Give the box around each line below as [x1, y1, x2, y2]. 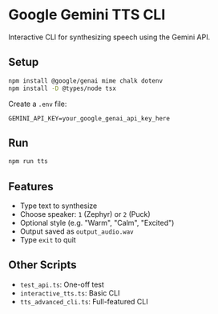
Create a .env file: [8, 99, 67, 108]
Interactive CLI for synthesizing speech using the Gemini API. [8, 32, 211, 42]
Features [8, 179, 54, 194]
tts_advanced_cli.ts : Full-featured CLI [19, 296, 148, 306]
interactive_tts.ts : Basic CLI [19, 287, 120, 298]
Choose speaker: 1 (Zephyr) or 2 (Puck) [19, 210, 151, 218]
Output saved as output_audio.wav [19, 226, 134, 236]
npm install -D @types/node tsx [8, 84, 116, 92]
